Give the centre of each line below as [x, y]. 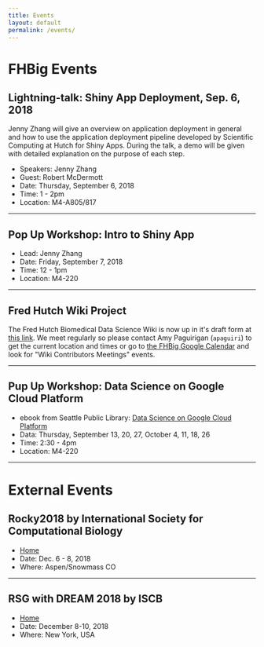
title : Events [31, 15]
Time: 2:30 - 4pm [48, 442]
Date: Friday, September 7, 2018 [71, 262]
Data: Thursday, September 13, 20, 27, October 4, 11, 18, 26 [115, 434]
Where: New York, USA [57, 634]
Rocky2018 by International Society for [106, 519]
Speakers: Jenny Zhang [58, 169]
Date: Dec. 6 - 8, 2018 [55, 558]
